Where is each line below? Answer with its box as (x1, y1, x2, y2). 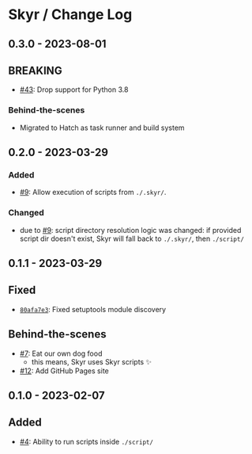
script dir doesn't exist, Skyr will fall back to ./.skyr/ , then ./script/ (19, 234, 245, 243)
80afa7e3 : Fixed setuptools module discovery (19, 304, 167, 314)
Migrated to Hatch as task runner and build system (19, 123, 185, 132)
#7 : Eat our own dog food (19, 349, 103, 358)
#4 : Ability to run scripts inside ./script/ (19, 437, 154, 446)
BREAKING (8, 63, 62, 77)
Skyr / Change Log (8, 6, 133, 24)
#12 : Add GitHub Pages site (19, 366, 109, 376)
